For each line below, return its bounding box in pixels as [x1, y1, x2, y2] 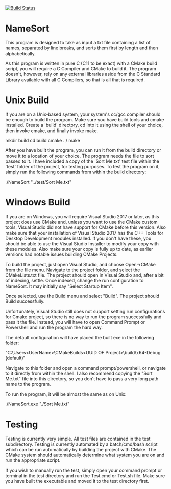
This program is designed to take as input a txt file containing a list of [5, 39, 151, 45]
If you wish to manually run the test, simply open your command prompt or [5, 467, 162, 473]
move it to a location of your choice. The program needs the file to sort [5, 152, 154, 159]
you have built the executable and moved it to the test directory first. [5, 478, 149, 484]
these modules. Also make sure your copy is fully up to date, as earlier [5, 246, 153, 252]
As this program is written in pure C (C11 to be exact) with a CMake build [5, 60, 157, 66]
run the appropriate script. [5, 457, 61, 464]
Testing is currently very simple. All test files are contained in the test [5, 435, 151, 442]
